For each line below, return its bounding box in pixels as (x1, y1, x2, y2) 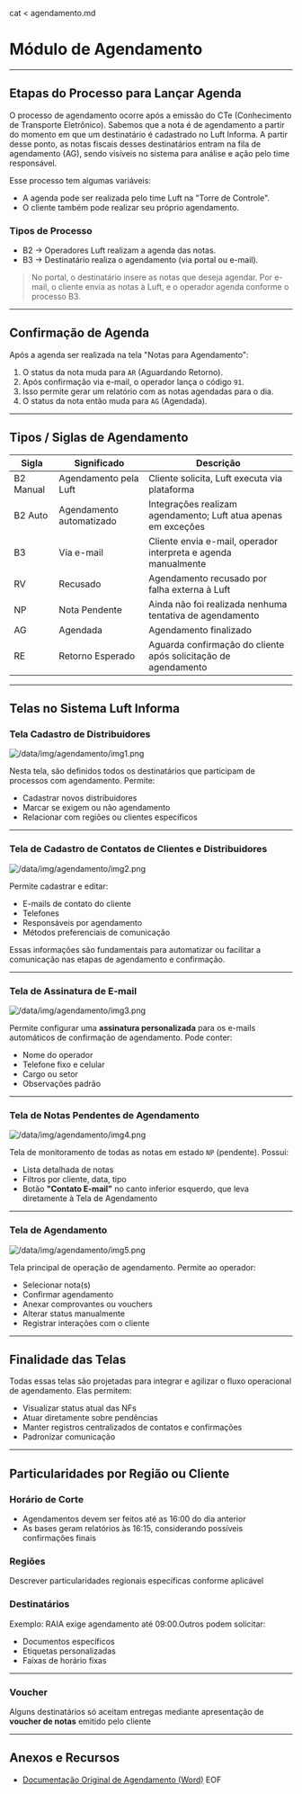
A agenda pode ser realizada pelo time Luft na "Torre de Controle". (22, 193, 271, 203)
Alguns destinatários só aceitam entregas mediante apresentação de (9, 1706, 264, 1717)
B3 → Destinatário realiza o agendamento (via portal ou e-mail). (22, 255, 259, 265)
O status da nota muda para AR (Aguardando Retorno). (22, 366, 223, 377)
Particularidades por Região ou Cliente (9, 1466, 230, 1481)
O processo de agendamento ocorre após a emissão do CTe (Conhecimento (9, 110, 292, 121)
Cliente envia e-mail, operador (147, 534, 279, 547)
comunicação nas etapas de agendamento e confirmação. (9, 954, 226, 964)
